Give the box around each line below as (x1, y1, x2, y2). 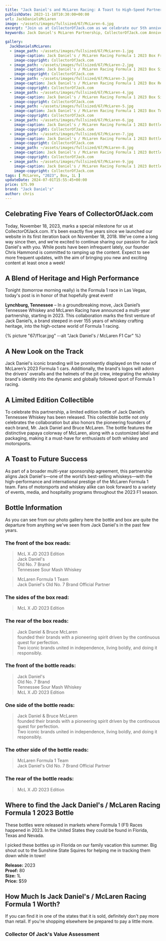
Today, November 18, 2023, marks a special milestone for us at (5, 223, 133, 229)
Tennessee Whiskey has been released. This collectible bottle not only (5, 414, 149, 420)
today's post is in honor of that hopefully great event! (5, 293, 114, 298)
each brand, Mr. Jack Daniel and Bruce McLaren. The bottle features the (5, 425, 153, 430)
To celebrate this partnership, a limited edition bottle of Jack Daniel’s (5, 409, 145, 414)
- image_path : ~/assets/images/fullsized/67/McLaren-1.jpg (9, 48, 134, 54)
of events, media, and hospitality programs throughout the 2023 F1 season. (5, 489, 158, 495)
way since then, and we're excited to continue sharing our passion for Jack (5, 238, 158, 244)
